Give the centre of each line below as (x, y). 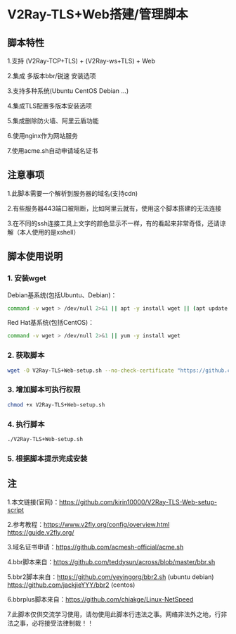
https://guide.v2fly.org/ (41, 532)
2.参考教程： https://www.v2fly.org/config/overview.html (88, 524)
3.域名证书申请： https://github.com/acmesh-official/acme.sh (96, 547)
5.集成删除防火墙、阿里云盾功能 (53, 121)
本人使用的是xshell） (50, 232)
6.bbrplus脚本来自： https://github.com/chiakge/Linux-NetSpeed (100, 599)
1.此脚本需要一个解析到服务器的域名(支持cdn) (73, 193)
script (16, 510)
